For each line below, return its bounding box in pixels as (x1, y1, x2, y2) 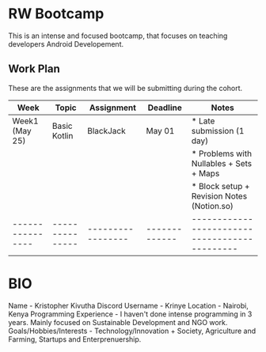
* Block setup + (191, 180, 250, 191)
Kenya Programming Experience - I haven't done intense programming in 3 (8, 309, 253, 319)
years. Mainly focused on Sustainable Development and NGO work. (8, 317, 228, 327)
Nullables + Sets (191, 157, 252, 168)
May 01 (146, 125, 175, 136)
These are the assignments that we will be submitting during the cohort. (8, 83, 243, 93)
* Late (191, 115, 215, 127)
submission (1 (191, 125, 245, 136)
